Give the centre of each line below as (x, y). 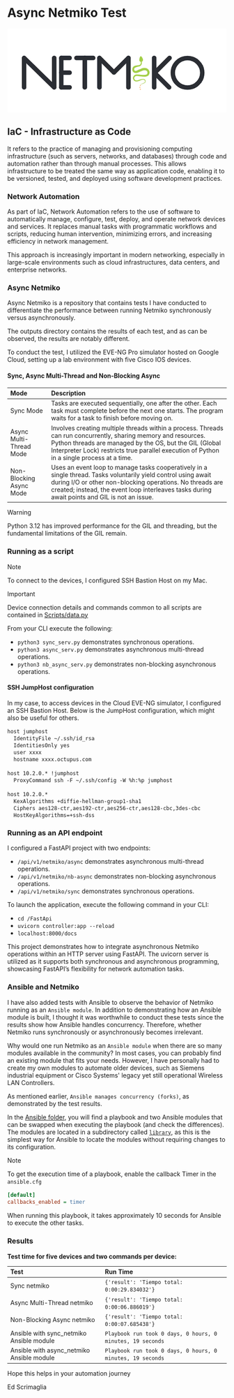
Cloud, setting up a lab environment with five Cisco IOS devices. (99, 360)
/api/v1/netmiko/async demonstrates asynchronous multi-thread (110, 862)
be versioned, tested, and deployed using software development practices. (115, 178)
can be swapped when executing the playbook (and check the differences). (116, 1124)
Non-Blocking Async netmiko (53, 1320)
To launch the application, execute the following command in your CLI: (108, 905)
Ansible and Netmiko (43, 987)
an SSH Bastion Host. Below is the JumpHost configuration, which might (111, 710)
